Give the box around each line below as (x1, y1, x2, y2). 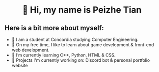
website (11, 63, 28, 68)
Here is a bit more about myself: (4, 24, 104, 32)
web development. (11, 47, 50, 53)
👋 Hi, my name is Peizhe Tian (22, 4, 142, 16)
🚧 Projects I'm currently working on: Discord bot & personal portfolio (11, 57, 150, 63)
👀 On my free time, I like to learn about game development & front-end (11, 42, 154, 48)
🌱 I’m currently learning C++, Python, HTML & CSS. (11, 52, 116, 58)
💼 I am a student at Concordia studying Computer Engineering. (11, 36, 139, 42)
